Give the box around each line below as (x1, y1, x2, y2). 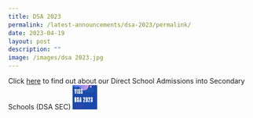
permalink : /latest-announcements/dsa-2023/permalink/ (8, 20, 192, 29)
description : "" (8, 45, 61, 54)
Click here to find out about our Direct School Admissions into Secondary (8, 77, 245, 85)
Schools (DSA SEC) (8, 102, 71, 111)
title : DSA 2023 (8, 13, 61, 20)
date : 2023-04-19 (8, 29, 65, 37)
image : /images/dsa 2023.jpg (8, 54, 104, 62)
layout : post (8, 38, 51, 45)
